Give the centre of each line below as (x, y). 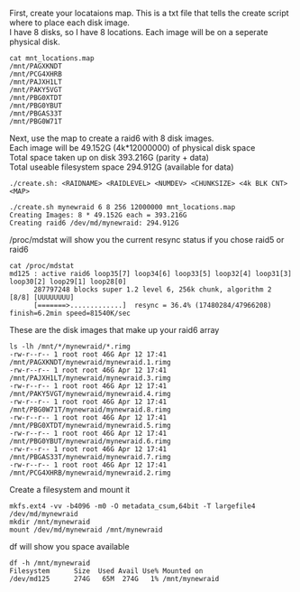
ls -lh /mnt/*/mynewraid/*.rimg (70, 347)
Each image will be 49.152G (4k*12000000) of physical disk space (132, 148)
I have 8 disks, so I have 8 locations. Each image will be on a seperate (139, 32)
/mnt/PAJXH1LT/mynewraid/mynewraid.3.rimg (90, 378)
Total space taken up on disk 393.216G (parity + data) (109, 157)
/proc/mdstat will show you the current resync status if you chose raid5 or (147, 240)
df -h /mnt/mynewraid (50, 563)
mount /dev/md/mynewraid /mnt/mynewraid (86, 530)
